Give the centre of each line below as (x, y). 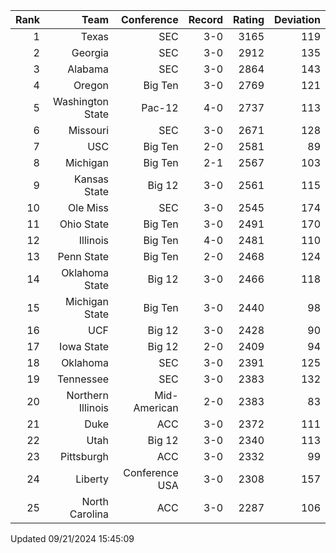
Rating (249, 19)
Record (206, 19)
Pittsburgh (84, 456)
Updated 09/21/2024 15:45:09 (72, 538)
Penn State (83, 256)
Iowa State (84, 346)
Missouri (89, 130)
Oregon (91, 85)
